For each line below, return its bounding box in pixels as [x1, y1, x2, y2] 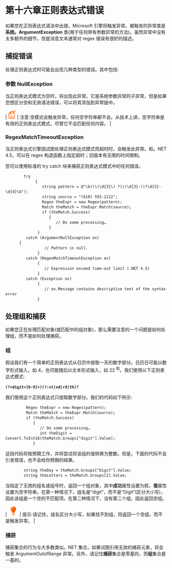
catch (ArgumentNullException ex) [26, 235, 100, 241]
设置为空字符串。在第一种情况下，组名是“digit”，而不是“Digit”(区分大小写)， [5, 489, 165, 495]
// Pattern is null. [44, 246, 88, 251]
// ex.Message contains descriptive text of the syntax [44, 287, 166, 292]
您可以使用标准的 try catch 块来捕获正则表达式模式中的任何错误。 [5, 163, 143, 169]
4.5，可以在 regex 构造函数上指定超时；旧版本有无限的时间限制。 [5, 152, 143, 159]
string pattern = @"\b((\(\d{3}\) [41, 184, 116, 189]
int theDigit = [39, 431, 72, 436]
